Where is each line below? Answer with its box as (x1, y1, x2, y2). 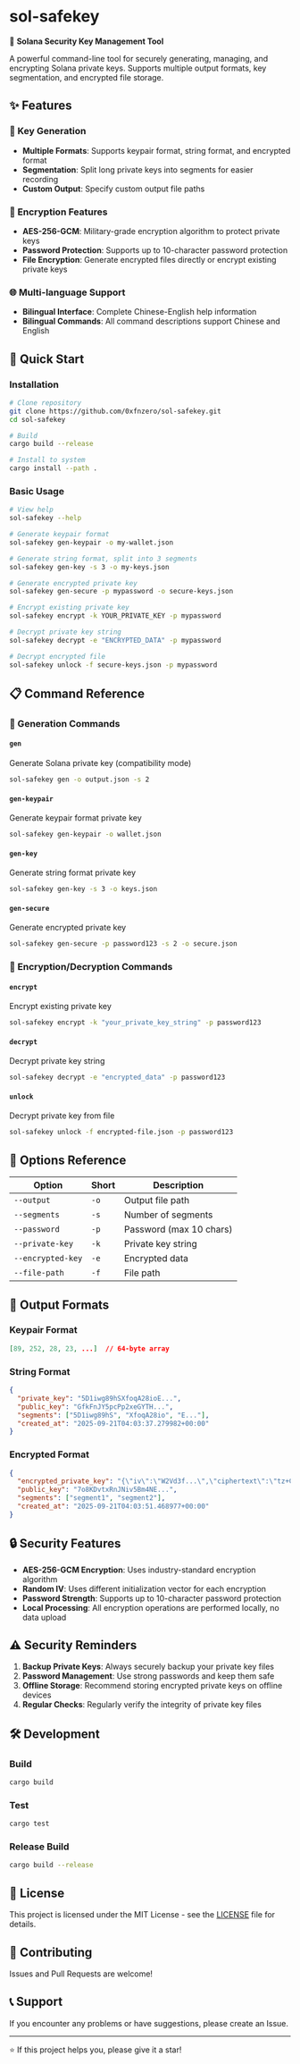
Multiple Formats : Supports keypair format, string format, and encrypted (21, 145, 291, 156)
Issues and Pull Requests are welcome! (9, 1968, 154, 1979)
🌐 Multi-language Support (9, 286, 126, 299)
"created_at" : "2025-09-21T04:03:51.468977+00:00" (17, 1502, 210, 1512)
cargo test (9, 1819, 50, 1829)
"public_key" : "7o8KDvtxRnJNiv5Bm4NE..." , (17, 1486, 178, 1495)
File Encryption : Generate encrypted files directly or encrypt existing (21, 254, 277, 265)
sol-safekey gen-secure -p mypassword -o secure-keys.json (9, 587, 234, 596)
